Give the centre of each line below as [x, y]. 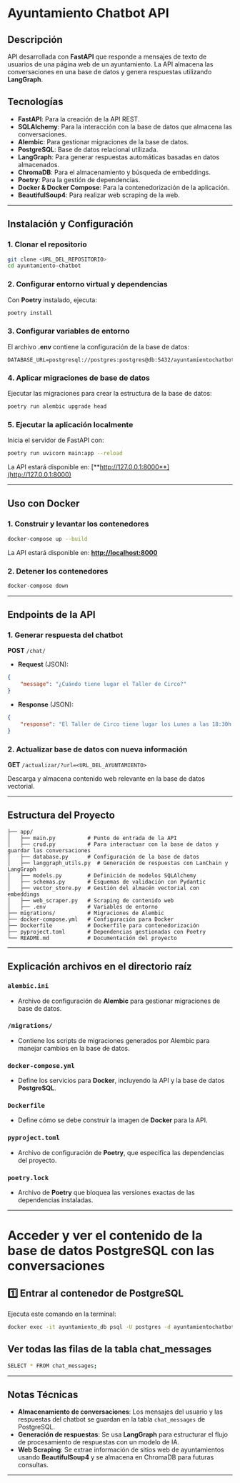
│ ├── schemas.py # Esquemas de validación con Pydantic [106, 882]
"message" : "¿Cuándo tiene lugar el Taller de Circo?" [104, 684]
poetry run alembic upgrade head [57, 406]
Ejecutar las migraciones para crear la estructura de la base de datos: [110, 394]
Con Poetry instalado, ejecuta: [52, 300]
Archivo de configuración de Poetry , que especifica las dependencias [121, 1152]
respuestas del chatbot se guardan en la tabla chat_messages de [111, 1419]
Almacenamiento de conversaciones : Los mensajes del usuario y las [120, 1412]
